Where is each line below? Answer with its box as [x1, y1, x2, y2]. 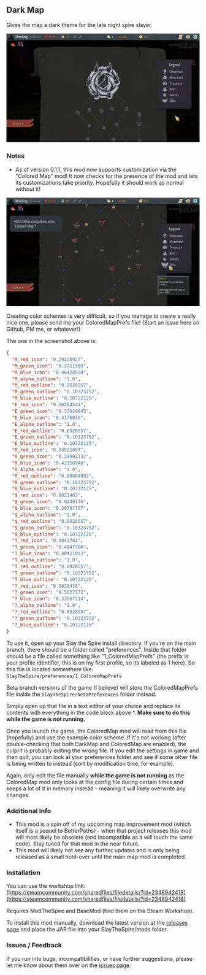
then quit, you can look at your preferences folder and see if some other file [6, 753, 197, 760]
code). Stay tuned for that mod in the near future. [15, 840, 140, 847]
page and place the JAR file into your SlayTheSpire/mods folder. [6, 926, 169, 933]
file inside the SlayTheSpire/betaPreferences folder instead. [6, 690, 157, 698]
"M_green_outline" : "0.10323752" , [12, 389, 100, 395]
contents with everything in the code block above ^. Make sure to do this [6, 709, 191, 716]
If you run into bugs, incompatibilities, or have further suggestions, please [6, 955, 193, 962]
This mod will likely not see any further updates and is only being [15, 846, 180, 854]
